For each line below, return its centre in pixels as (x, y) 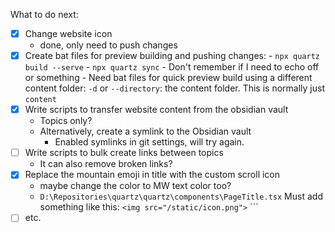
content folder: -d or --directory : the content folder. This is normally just (174, 88)
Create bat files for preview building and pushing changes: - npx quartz (172, 56)
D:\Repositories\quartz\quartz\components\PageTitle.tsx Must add (181, 196)
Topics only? (66, 121)
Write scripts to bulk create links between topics (124, 153)
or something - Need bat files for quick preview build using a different (168, 78)
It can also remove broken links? (106, 164)
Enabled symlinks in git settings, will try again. (149, 142)
